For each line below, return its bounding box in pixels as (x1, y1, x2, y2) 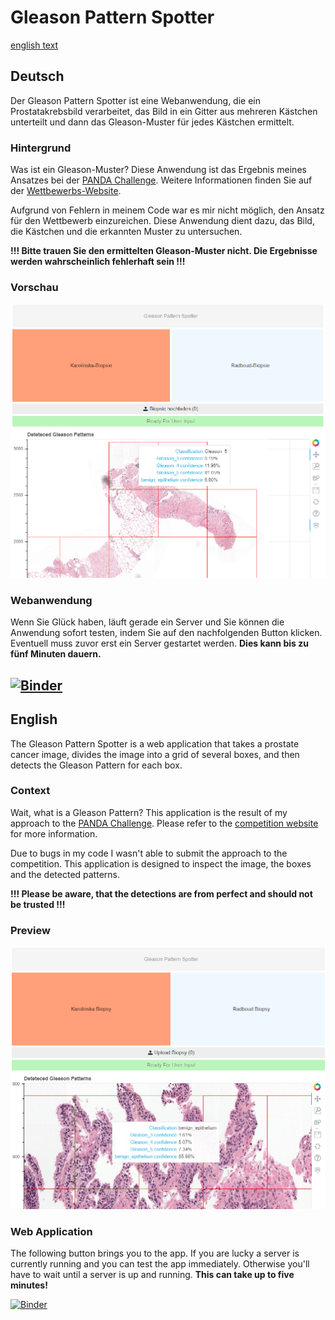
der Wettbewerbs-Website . (10, 185, 122, 197)
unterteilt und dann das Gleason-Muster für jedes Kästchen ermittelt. (10, 116, 295, 128)
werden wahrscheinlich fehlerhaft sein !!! (10, 256, 186, 268)
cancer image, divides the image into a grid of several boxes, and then (10, 748, 300, 760)
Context (10, 784, 51, 798)
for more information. (10, 827, 98, 840)
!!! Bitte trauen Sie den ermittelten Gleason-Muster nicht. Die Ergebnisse (10, 245, 318, 257)
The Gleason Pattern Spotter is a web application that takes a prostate (10, 737, 300, 750)
